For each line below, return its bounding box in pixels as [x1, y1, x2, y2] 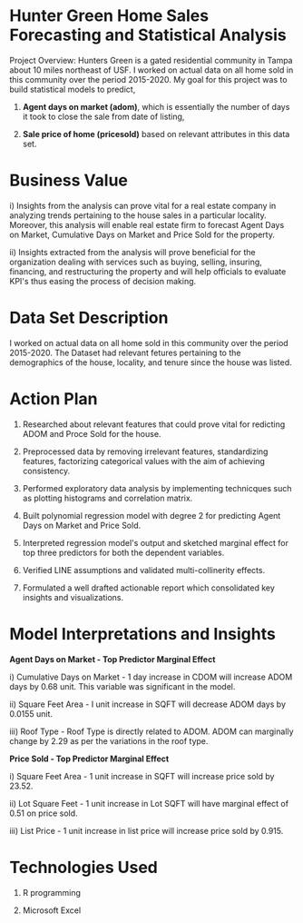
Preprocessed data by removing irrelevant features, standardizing [22, 446, 269, 457]
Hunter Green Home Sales [9, 5, 210, 26]
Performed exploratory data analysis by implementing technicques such [22, 482, 292, 493]
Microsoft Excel [22, 905, 82, 916]
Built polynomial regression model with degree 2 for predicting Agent [22, 510, 281, 521]
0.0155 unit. [9, 708, 53, 719]
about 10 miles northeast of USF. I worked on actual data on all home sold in [9, 65, 294, 75]
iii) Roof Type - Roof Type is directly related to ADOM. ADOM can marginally [9, 726, 294, 737]
